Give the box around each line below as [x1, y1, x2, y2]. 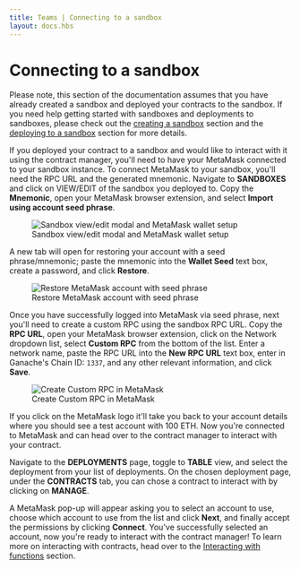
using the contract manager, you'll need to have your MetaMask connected [9, 154, 287, 166]
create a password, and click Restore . [9, 265, 150, 276]
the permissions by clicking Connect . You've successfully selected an [9, 522, 269, 533]
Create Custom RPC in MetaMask [31, 393, 155, 404]
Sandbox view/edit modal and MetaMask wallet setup [31, 229, 229, 240]
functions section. [9, 550, 76, 561]
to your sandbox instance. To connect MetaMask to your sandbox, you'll [9, 164, 276, 175]
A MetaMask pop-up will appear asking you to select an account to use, [9, 503, 275, 513]
